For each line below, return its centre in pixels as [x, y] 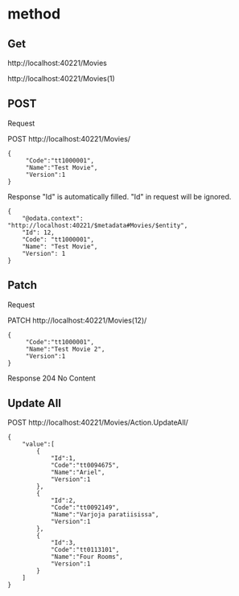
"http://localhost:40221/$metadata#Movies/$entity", [98, 225]
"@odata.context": [53, 218]
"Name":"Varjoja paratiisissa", [105, 515]
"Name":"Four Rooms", [87, 557]
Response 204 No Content [52, 378]
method [34, 14]
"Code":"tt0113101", [85, 550]
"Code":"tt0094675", [85, 466]
